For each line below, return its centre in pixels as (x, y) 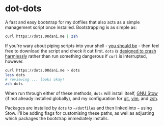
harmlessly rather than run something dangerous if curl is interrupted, (76, 56)
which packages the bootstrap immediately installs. (57, 119)
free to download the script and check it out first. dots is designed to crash (81, 51)
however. (14, 61)
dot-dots (23, 9)
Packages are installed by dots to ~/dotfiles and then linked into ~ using (79, 108)
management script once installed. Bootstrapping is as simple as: (71, 27)
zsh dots (14, 84)
